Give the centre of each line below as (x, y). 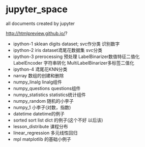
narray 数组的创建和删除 (38, 75)
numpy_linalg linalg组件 (38, 82)
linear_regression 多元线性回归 (45, 133)
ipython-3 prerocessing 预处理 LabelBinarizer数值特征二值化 (76, 56)
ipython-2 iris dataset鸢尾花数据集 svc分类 (58, 50)
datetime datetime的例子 (39, 113)
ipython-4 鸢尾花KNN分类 (40, 69)
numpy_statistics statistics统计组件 (49, 95)
